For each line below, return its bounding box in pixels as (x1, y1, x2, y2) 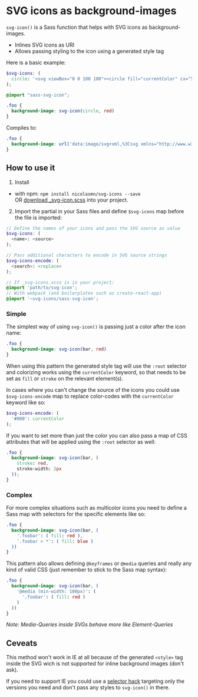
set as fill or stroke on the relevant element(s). (6, 375, 124, 382)
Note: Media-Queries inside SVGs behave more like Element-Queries (6, 621, 173, 628)
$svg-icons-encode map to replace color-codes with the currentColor (6, 392, 174, 399)
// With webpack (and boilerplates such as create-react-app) (6, 290, 162, 296)
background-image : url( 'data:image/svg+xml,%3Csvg (11, 141, 138, 147)
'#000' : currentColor (11, 415, 65, 422)
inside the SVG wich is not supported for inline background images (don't (6, 660, 184, 667)
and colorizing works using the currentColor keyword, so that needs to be (6, 368, 186, 375)
